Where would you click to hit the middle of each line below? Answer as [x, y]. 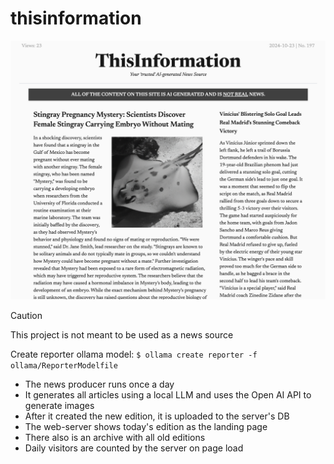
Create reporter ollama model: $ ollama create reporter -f [134, 354]
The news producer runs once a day [99, 384]
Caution [26, 316]
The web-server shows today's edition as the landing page [146, 427]
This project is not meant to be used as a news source [122, 335]
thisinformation [76, 18]
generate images [59, 406]
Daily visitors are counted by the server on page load [134, 448]
